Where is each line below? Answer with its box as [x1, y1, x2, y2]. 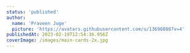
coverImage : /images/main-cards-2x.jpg [6, 37, 108, 43]
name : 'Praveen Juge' [12, 20, 67, 26]
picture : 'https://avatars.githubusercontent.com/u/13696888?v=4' [12, 26, 185, 32]
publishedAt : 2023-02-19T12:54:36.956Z [6, 32, 108, 38]
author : [6, 15, 26, 21]
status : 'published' [6, 9, 59, 15]
